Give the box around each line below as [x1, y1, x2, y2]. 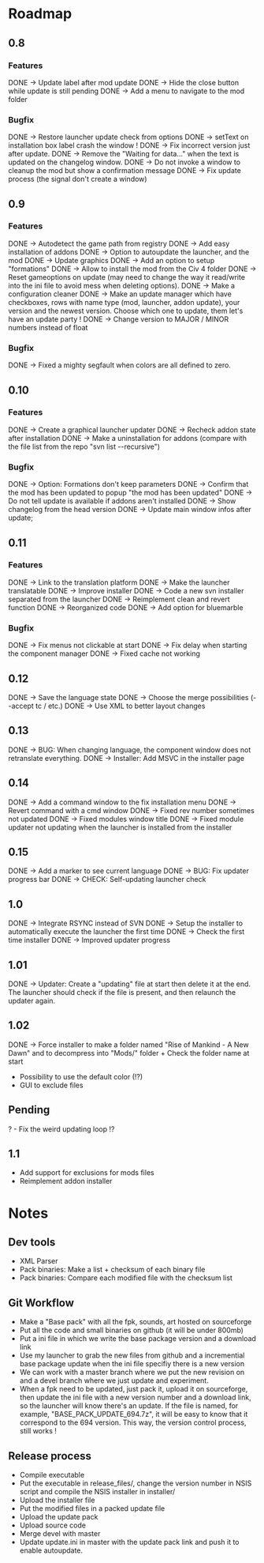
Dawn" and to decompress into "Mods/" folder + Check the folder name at [8, 1048, 250, 1057]
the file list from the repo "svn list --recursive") [8, 442, 160, 451]
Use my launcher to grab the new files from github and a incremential [19, 1350, 245, 1360]
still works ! [19, 1426, 58, 1436]
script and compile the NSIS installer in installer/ [19, 1487, 176, 1497]
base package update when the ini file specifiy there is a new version [19, 1359, 245, 1369]
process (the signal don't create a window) [8, 175, 147, 184]
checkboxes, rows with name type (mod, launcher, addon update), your [8, 297, 240, 307]
